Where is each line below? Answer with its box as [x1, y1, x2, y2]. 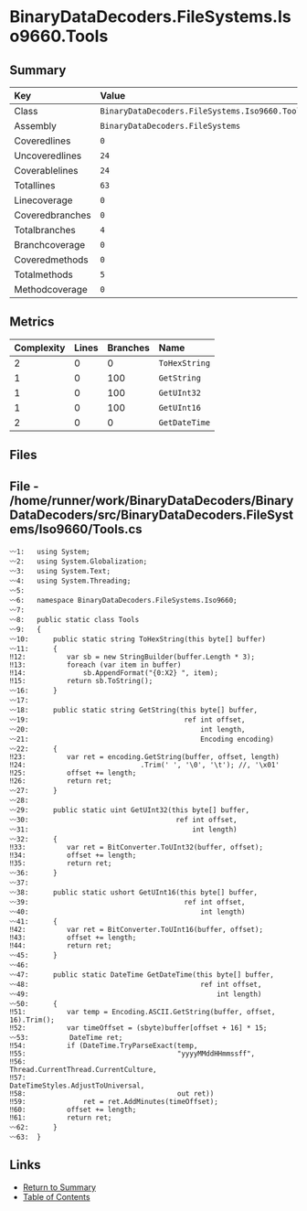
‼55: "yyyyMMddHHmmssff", [9, 1049, 256, 1058]
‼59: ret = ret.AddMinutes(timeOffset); [9, 1098, 219, 1107]
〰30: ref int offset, [9, 816, 238, 825]
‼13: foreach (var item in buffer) [9, 660, 182, 670]
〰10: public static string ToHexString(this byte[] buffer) [9, 635, 267, 644]
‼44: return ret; [9, 941, 112, 950]
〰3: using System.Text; [9, 567, 111, 576]
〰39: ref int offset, [9, 898, 246, 907]
